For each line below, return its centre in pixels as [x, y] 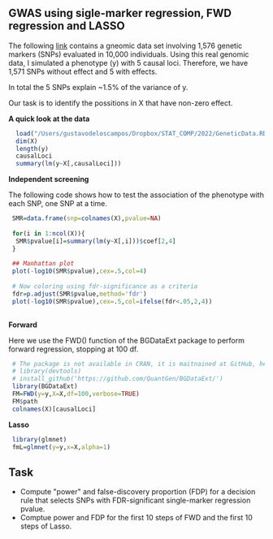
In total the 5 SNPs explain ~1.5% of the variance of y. [98, 87]
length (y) [32, 149]
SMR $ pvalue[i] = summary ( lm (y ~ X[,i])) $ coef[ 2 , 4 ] [96, 241]
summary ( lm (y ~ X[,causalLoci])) [69, 164]
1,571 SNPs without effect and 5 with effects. [83, 71]
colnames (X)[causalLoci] [54, 409]
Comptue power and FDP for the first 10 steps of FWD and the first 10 [136, 518]
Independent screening [49, 179]
